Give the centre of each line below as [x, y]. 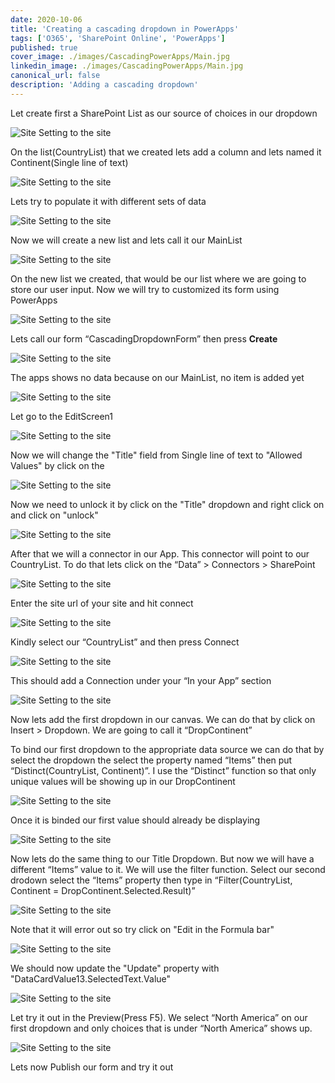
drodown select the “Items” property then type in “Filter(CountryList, [151, 880]
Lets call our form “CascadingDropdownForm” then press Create [144, 338]
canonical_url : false [55, 76]
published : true [44, 47]
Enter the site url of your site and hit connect [102, 603]
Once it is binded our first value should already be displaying [135, 820]
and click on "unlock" [54, 515]
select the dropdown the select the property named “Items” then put [151, 760]
